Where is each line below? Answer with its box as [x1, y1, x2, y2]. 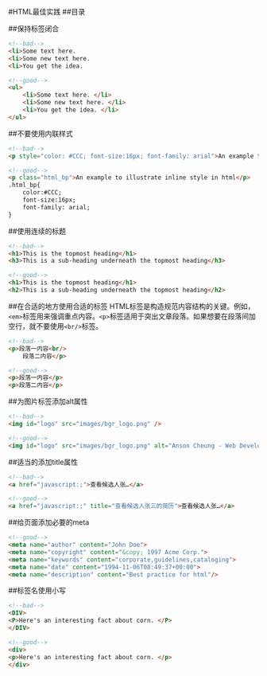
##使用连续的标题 [8, 226, 66, 236]
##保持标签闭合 [8, 24, 60, 33]
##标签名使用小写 [8, 586, 66, 596]
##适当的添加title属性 [8, 457, 78, 467]
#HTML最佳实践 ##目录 [8, 7, 86, 16]
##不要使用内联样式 [8, 128, 73, 138]
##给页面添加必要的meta [8, 518, 90, 527]
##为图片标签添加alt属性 [8, 397, 88, 406]
